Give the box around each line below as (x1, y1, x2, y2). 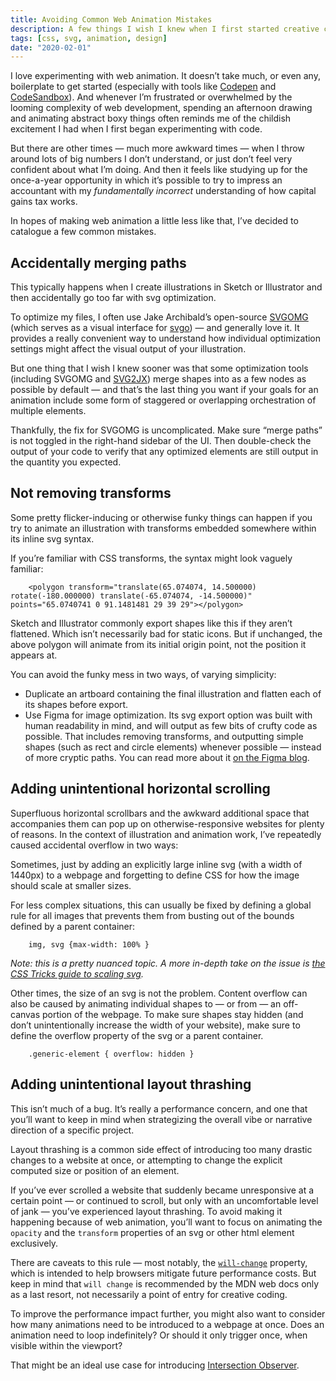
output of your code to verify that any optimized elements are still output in (10, 446, 319, 458)
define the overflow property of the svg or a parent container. (10, 1029, 264, 1041)
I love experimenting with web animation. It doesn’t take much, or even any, (10, 70, 321, 82)
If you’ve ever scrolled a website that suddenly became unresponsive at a (10, 1184, 315, 1196)
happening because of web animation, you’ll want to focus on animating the (10, 1216, 323, 1228)
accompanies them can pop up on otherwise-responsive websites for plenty (10, 817, 325, 830)
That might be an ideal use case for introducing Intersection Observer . (10, 1359, 300, 1371)
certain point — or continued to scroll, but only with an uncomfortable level (10, 1194, 319, 1206)
